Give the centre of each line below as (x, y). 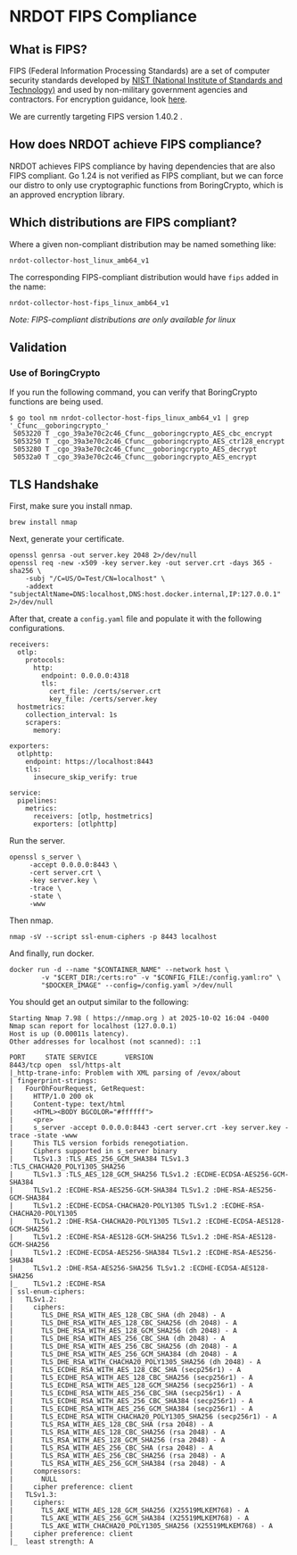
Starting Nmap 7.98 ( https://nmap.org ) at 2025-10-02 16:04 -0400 (139, 1019)
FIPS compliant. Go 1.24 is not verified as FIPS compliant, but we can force (146, 175)
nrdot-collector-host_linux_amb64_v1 (79, 261)
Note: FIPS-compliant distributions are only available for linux (123, 320)
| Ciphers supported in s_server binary (93, 1152)
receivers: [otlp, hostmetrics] (93, 817)
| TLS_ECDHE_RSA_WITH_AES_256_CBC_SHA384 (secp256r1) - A (131, 1401)
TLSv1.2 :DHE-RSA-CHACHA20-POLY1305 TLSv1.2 (117, 1222)
